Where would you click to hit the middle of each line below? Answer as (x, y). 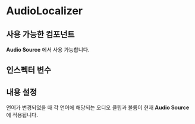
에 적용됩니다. (22, 115)
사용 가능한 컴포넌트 (40, 34)
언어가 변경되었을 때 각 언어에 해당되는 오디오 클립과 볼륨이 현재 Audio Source (98, 107)
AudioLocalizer (45, 11)
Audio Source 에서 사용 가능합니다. (48, 50)
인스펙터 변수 (29, 70)
